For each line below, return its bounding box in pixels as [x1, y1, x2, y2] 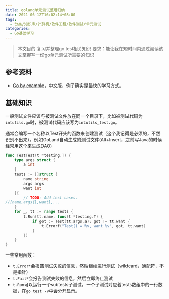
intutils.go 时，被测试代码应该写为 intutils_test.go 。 [5, 119, 120, 125]
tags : [5, 17, 17, 22]
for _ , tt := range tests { [14, 209, 73, 215]
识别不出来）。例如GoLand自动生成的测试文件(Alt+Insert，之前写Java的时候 [5, 136, 162, 142]
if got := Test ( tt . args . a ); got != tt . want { [32, 219, 130, 224]
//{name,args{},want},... [5, 200, 60, 205]
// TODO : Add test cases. [23, 195, 78, 200]
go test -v [26, 289, 49, 294]
